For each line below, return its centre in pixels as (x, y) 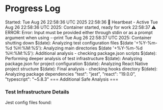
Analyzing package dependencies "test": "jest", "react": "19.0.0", (70, 74)
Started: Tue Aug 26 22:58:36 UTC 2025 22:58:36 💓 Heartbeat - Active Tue (81, 22)
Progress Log (33, 9)
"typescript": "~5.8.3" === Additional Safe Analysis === (62, 79)
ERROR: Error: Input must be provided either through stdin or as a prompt (79, 32)
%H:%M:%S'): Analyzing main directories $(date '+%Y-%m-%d (78, 48)
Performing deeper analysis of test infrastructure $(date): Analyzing (74, 58)
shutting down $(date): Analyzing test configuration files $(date (69, 43)
